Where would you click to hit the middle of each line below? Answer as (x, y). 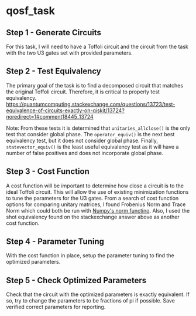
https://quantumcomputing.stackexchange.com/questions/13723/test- (91, 104)
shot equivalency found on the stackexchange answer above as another (93, 217)
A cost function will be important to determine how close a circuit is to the (95, 186)
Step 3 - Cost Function (48, 172)
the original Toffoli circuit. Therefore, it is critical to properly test (83, 92)
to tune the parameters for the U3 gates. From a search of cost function (92, 198)
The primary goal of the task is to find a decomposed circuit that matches (94, 85)
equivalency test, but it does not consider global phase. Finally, (82, 140)
